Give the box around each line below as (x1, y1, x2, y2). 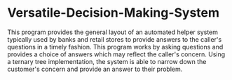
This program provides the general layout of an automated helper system (7, 28, 219, 36)
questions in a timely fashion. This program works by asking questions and (7, 42, 224, 51)
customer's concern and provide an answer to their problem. (7, 65, 183, 73)
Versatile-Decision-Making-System (7, 5, 219, 21)
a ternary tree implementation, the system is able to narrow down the (7, 57, 207, 65)
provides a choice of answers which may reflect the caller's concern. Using (7, 50, 226, 58)
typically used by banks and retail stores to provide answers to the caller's (7, 35, 222, 43)
